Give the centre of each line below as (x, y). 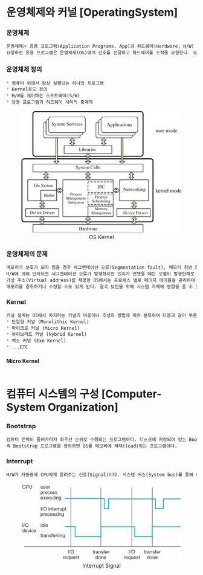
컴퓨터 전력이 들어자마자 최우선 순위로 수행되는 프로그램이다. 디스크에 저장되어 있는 (96, 439)
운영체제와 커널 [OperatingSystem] (92, 12)
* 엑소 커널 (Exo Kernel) (36, 341)
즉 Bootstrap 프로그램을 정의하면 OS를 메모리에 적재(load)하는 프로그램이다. (92, 446)
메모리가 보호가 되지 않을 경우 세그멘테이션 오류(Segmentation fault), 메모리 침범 (99, 267)
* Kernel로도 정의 (27, 89)
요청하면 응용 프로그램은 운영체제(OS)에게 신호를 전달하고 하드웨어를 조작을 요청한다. (98, 53)
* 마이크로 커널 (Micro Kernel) (43, 328)
